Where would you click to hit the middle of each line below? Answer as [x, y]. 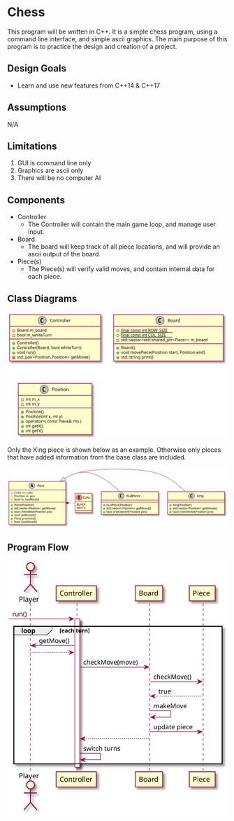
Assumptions [37, 108]
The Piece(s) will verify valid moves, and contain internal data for [121, 269]
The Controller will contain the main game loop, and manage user [122, 224]
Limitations [32, 146]
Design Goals [37, 68]
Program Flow [38, 547]
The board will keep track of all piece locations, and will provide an [124, 247]
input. [36, 232]
